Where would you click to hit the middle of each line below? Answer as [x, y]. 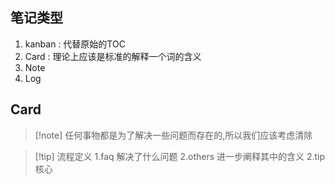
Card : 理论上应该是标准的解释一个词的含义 [113, 56]
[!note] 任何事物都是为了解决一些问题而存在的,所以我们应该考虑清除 [173, 135]
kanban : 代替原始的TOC [75, 44]
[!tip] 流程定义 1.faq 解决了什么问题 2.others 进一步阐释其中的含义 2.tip [180, 156]
